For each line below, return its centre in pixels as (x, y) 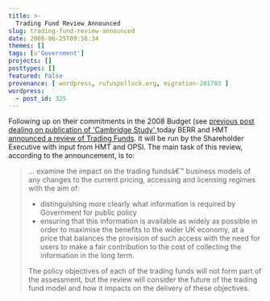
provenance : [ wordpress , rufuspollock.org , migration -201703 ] (118, 83)
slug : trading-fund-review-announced (72, 31)
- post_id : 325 (41, 98)
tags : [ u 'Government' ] (46, 53)
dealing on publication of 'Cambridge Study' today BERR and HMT (118, 130)
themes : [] (27, 46)
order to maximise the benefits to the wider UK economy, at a (142, 230)
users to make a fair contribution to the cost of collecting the (141, 247)
